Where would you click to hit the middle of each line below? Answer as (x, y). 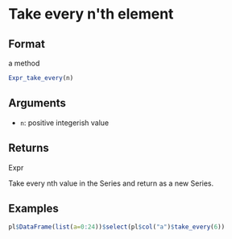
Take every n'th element (91, 14)
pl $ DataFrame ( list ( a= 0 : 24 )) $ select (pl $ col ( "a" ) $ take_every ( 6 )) (117, 227)
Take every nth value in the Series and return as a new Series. (111, 183)
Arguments (37, 103)
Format (27, 44)
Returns (29, 148)
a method (24, 63)
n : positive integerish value (64, 123)
